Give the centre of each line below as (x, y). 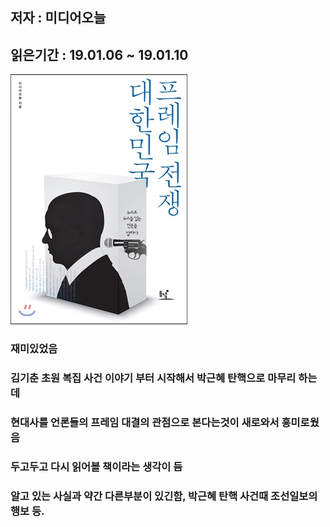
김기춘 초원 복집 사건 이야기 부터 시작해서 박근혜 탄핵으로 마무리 (153, 378)
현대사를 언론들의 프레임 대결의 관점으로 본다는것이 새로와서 (145, 422)
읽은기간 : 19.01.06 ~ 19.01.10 (99, 54)
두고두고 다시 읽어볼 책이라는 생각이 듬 (96, 466)
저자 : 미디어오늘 (58, 18)
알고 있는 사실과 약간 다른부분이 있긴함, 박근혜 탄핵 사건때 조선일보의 (164, 496)
